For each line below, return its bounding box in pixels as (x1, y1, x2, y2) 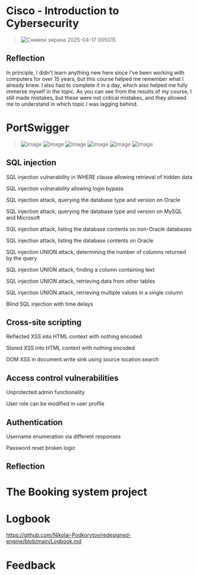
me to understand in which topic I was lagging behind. (6, 100, 138, 107)
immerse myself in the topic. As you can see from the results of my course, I (6, 87, 192, 95)
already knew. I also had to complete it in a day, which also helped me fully (6, 81, 188, 89)
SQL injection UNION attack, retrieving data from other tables (6, 277, 155, 285)
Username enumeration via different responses (6, 433, 121, 440)
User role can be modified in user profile (6, 400, 105, 407)
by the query (6, 254, 37, 262)
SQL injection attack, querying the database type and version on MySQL (6, 208, 182, 215)
